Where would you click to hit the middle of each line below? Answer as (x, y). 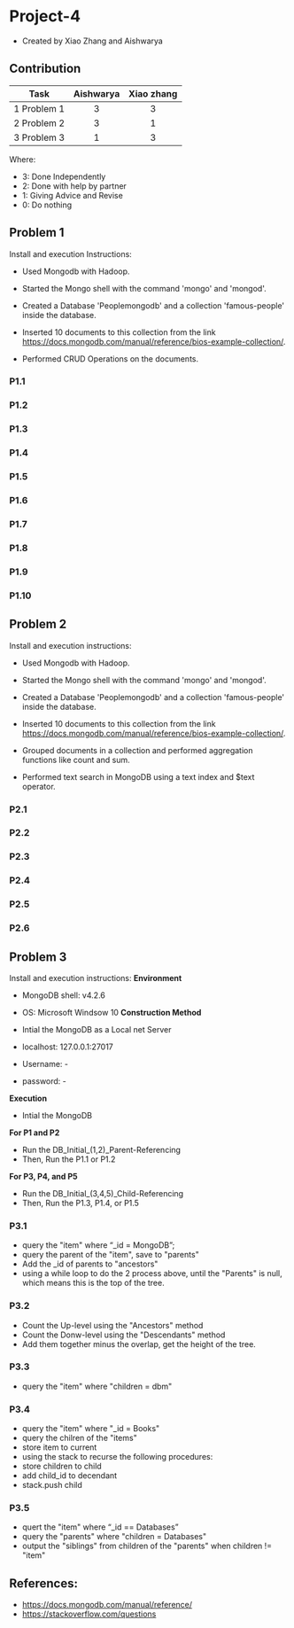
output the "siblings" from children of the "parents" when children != (147, 1546)
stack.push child (52, 1485)
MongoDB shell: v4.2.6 (64, 995)
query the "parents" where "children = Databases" (114, 1537)
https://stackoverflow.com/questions (89, 1614)
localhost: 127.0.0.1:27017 (67, 1047)
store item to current (59, 1447)
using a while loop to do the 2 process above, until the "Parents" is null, (152, 1274)
